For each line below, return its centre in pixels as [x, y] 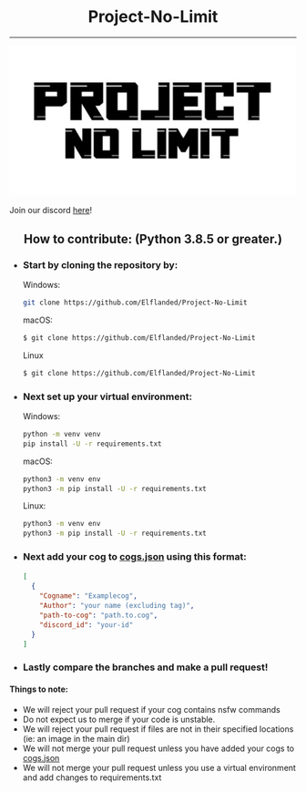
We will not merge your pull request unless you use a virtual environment [159, 767]
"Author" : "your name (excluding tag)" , [117, 606]
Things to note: [39, 689]
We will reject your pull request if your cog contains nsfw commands [151, 709]
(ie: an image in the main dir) [76, 738]
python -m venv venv [61, 434]
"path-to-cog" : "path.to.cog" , [99, 615]
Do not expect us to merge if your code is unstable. [119, 719]
